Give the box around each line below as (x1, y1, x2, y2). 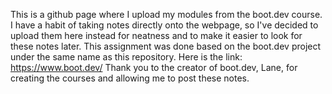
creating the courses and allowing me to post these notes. (10, 72, 250, 84)
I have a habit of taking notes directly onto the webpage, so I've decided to (10, 19, 319, 31)
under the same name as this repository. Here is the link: (10, 51, 243, 63)
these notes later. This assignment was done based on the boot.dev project (10, 40, 322, 52)
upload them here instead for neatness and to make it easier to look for (10, 30, 303, 41)
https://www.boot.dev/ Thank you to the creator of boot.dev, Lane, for (10, 62, 298, 73)
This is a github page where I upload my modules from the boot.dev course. (10, 9, 323, 20)
